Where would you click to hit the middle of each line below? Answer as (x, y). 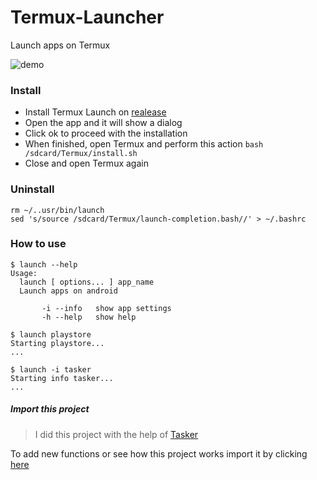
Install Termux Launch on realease (95, 112)
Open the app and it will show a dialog (103, 123)
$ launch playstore (51, 334)
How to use (38, 244)
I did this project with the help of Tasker (116, 434)
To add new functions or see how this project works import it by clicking (159, 453)
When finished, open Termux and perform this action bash (144, 144)
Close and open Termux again (86, 163)
